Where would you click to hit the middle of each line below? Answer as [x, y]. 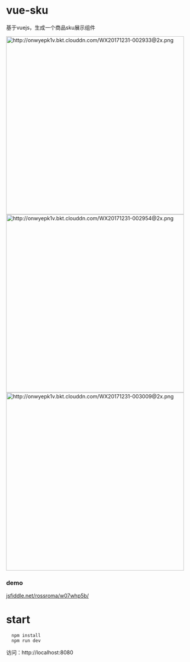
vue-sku [27, 10]
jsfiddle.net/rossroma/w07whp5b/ [48, 596]
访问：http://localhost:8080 [40, 653]
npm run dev [26, 641]
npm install [26, 636]
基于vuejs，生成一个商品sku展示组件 [51, 27]
